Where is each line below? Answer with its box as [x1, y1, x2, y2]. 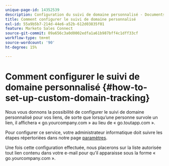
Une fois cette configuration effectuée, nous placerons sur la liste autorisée [5, 144, 162, 150]
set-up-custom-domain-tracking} [5, 92, 150, 104]
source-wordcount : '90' [5, 40, 55, 45]
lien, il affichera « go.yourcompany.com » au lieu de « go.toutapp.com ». [5, 119, 155, 126]
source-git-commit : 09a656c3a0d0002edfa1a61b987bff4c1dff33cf [5, 31, 138, 36]
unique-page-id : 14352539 [5, 7, 59, 13]
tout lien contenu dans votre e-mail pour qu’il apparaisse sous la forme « [5, 149, 156, 156]
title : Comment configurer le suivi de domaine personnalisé [5, 17, 136, 22]
